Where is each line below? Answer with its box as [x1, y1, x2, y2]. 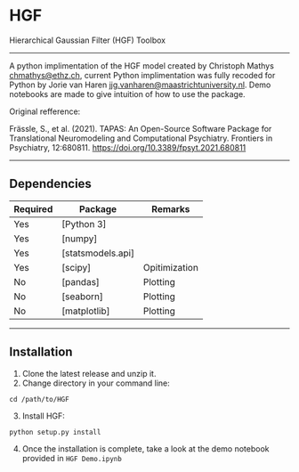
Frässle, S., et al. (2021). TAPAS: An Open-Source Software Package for [9, 123, 272, 134]
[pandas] [61, 275, 101, 288]
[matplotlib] [61, 305, 110, 317]
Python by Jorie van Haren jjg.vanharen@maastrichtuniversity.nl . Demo [9, 79, 271, 90]
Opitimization [142, 261, 198, 273]
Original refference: [9, 106, 81, 117]
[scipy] [61, 261, 92, 273]
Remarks [150, 202, 190, 215]
